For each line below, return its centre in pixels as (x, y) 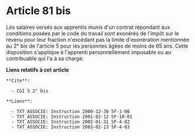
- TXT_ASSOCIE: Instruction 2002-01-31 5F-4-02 (71, 122)
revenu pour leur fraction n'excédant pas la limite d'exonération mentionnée (98, 39)
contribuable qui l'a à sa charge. (45, 58)
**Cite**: (18, 81)
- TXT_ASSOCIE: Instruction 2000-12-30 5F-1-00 (71, 111)
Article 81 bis (38, 11)
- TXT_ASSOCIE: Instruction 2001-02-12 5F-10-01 (72, 117)
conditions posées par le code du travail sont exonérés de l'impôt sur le (93, 33)
